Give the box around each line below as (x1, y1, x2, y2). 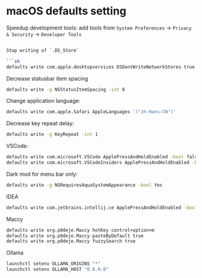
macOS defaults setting (6, 4, 127, 18)
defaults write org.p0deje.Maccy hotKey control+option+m (6, 227, 155, 233)
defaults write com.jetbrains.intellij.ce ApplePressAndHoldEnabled (6, 205, 182, 211)
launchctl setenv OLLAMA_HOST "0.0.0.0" (6, 267, 109, 273)
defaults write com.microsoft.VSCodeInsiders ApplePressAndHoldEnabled (6, 159, 189, 166)
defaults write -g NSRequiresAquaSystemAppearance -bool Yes (6, 182, 163, 188)
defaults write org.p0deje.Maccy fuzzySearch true (6, 238, 136, 244)
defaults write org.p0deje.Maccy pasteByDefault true (6, 233, 144, 239)
